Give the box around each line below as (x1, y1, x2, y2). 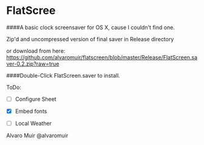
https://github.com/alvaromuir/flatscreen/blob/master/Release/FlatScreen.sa (6, 53, 198, 61)
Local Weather (15, 120, 52, 127)
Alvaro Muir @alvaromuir (6, 132, 69, 140)
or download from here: (6, 47, 66, 55)
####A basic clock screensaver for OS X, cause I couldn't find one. (6, 24, 175, 31)
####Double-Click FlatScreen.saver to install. (6, 72, 120, 79)
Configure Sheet (15, 95, 56, 103)
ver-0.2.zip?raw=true (6, 60, 59, 67)
